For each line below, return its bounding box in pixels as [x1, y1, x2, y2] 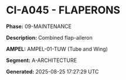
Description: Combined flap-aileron [6, 34, 93, 41]
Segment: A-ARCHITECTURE [6, 57, 77, 64]
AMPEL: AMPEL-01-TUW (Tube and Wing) [6, 45, 108, 53]
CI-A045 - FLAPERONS [6, 4, 121, 17]
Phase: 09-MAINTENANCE [6, 23, 72, 30]
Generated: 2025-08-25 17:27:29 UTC [6, 68, 99, 75]
